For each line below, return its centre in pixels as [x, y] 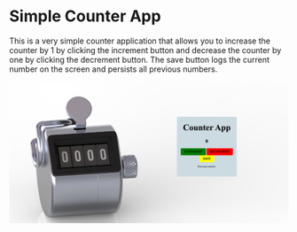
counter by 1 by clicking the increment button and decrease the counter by [145, 50]
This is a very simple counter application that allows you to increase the [140, 41]
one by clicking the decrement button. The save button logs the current [140, 59]
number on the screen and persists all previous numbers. [113, 69]
